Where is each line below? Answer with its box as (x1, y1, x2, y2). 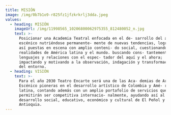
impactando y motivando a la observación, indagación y (18, 60, 140, 65)
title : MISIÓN (5, 7, 36, 13)
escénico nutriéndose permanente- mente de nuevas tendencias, (18, 41, 156, 46)
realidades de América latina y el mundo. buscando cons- (18, 50, 145, 55)
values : (5, 17, 22, 22)
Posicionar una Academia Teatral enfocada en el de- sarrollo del (18, 36, 163, 41)
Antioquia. (18, 102, 42, 107)
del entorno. (18, 64, 47, 69)
